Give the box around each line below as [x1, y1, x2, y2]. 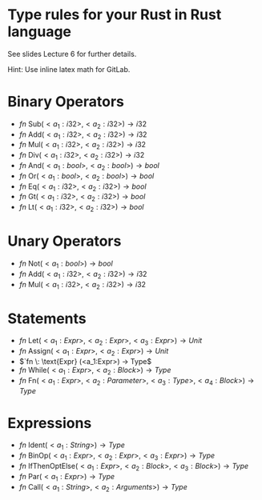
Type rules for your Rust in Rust [7, 6, 222, 24]
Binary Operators [7, 93, 125, 111]
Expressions [7, 414, 92, 432]
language [7, 22, 72, 41]
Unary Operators [7, 232, 122, 250]
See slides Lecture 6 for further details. [7, 49, 137, 58]
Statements [7, 310, 87, 327]
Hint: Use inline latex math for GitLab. [7, 64, 131, 74]
